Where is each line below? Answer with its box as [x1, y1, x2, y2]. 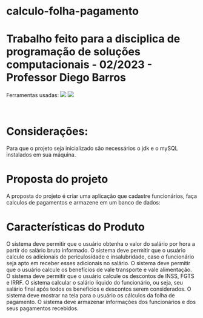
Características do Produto [6, 220, 145, 234]
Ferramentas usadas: [6, 92, 59, 99]
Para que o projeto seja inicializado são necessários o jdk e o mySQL [6, 144, 179, 152]
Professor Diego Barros [6, 71, 126, 84]
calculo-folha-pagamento [6, 4, 139, 18]
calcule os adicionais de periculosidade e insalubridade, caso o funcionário [6, 253, 195, 260]
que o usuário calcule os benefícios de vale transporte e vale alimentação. [6, 266, 192, 273]
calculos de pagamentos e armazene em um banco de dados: [6, 199, 161, 206]
